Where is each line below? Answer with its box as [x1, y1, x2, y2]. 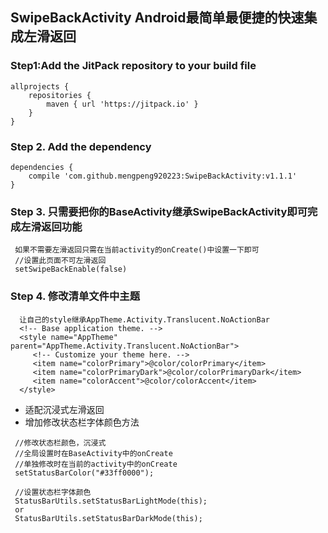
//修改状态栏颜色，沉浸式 [14, 438, 107, 448]
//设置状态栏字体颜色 [14, 487, 92, 497]
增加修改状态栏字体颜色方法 [24, 416, 140, 428]
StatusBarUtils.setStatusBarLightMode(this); [14, 496, 208, 506]
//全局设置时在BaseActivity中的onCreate [14, 448, 173, 458]
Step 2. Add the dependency [10, 139, 152, 153]
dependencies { [10, 162, 74, 172]
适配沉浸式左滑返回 [24, 403, 105, 415]
